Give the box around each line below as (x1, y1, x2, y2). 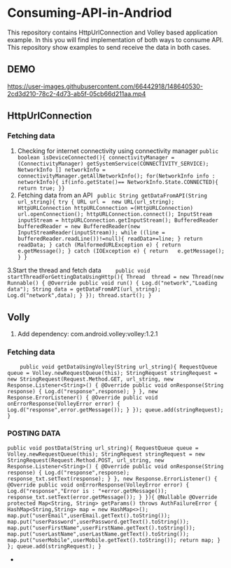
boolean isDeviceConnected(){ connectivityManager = (17, 154, 175, 161)
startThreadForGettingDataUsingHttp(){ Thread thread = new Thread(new (7, 274, 224, 281)
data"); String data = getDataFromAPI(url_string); (7, 286, 161, 293)
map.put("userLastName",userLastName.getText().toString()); (7, 530, 190, 538)
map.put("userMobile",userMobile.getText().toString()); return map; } (7, 536, 220, 543)
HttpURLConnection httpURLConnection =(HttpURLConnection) (17, 205, 194, 212)
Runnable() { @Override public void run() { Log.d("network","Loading (7, 279, 218, 287)
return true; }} (17, 185, 65, 192)
